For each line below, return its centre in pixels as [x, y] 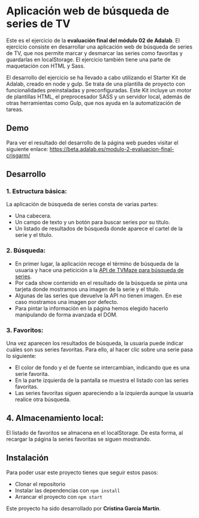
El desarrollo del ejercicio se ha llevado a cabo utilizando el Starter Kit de [96, 77]
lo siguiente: [21, 356]
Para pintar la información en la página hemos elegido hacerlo [92, 308]
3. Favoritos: [25, 330]
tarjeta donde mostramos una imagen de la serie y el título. [88, 289]
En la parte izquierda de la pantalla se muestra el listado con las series [102, 380]
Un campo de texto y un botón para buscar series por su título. [92, 222]
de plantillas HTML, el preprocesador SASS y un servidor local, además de [98, 97]
